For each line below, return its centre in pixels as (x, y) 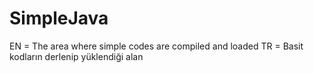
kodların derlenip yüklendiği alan (76, 56)
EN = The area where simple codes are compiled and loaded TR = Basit (156, 46)
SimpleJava (59, 18)
